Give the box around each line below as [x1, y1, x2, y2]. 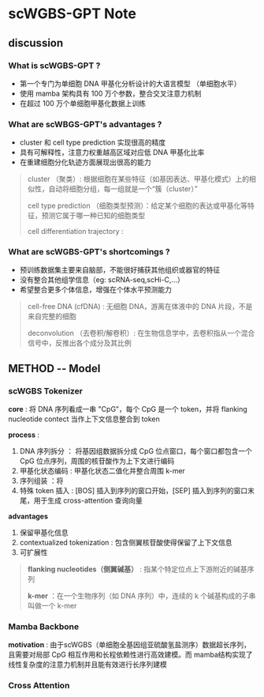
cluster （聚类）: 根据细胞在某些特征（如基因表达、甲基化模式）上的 [27, 175, 250, 184]
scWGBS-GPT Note [8, 5, 136, 23]
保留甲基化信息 [19, 528, 69, 537]
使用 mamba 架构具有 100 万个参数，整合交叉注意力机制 [19, 89, 202, 98]
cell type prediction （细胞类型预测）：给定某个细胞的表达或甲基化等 [27, 201, 248, 210]
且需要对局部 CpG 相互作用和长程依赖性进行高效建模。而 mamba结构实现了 [8, 650, 254, 660]
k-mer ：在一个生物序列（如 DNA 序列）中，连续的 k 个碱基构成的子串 [27, 591, 256, 601]
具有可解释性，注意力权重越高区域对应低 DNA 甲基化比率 [19, 148, 205, 157]
